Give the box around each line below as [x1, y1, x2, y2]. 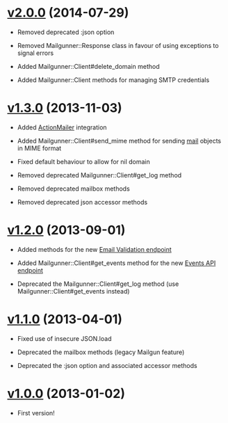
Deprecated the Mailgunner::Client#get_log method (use [17, 280, 179, 288]
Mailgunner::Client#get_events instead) [17, 287, 130, 295]
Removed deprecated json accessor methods [17, 198, 148, 206]
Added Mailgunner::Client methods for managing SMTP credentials [17, 75, 210, 84]
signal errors [17, 49, 54, 57]
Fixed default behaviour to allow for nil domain [17, 157, 151, 166]
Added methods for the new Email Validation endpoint [17, 245, 172, 253]
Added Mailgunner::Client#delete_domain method [17, 62, 160, 70]
